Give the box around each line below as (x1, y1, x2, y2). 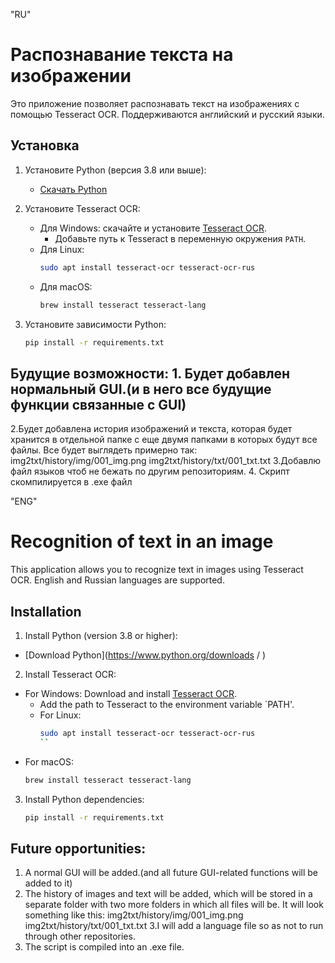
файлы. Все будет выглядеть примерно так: (10, 444, 198, 456)
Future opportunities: (10, 840, 147, 857)
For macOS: (24, 755, 74, 768)
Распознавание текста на (10, 44, 234, 66)
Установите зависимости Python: (24, 318, 167, 330)
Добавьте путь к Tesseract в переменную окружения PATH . (54, 232, 307, 244)
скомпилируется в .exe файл (10, 476, 133, 488)
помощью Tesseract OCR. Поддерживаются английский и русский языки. (10, 108, 325, 120)
